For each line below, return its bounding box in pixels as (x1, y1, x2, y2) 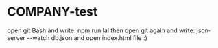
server (7, 33, 26, 41)
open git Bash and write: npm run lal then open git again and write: (7, 26, 195, 34)
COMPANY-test (7, 4, 98, 20)
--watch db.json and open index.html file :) (27, 33, 147, 41)
